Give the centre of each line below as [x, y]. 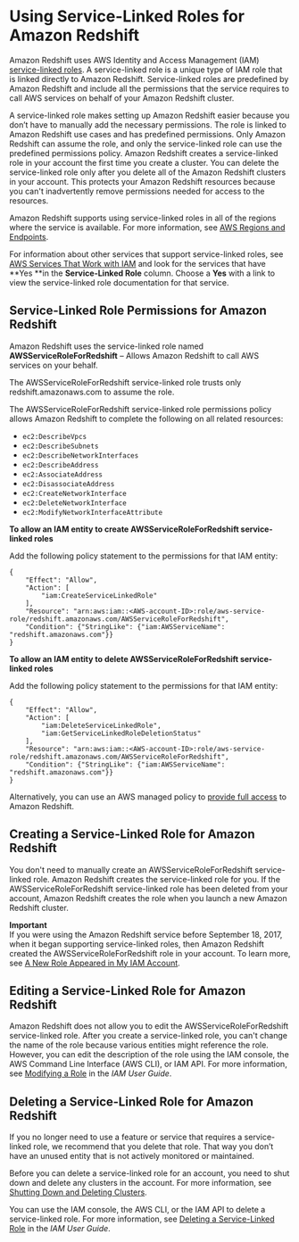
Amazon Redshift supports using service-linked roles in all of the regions [143, 218]
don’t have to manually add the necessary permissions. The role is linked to [148, 124]
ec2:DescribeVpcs [54, 436]
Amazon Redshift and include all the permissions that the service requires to [149, 88]
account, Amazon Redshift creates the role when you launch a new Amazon [148, 898]
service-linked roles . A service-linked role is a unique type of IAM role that [146, 70]
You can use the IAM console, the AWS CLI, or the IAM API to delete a [137, 1210]
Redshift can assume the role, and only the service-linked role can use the [146, 144]
